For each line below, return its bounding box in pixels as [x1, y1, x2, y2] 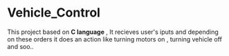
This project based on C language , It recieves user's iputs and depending [7, 28, 219, 36]
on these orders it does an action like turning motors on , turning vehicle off [7, 35, 223, 43]
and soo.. [7, 42, 34, 50]
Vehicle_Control [7, 5, 100, 21]
